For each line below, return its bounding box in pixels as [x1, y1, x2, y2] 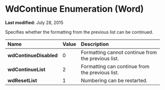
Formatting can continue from [81, 63, 150, 69]
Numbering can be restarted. [81, 77, 148, 84]
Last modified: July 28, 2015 [5, 20, 64, 25]
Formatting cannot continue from [81, 49, 157, 56]
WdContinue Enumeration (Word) [5, 3, 144, 15]
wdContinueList [7, 66, 46, 73]
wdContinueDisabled [7, 52, 58, 59]
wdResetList [7, 77, 37, 84]
